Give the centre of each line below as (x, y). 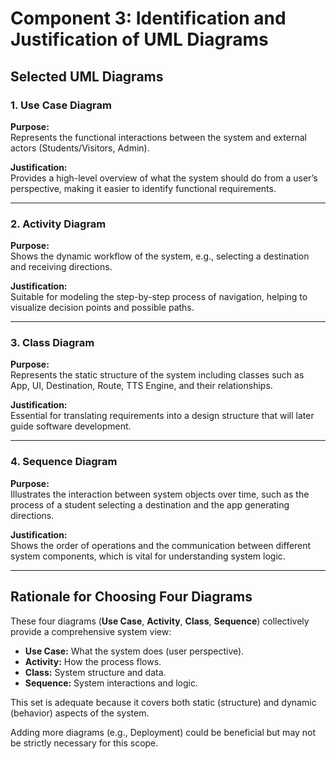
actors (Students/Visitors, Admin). (80, 148)
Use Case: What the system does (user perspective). (134, 651)
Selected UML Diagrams (87, 76)
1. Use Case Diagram (61, 105)
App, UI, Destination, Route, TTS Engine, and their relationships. (141, 386)
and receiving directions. (61, 267)
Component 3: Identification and (148, 18)
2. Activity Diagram (58, 224)
